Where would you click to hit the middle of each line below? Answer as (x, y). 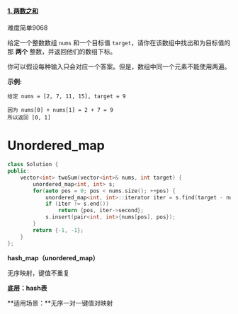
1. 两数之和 (23, 11)
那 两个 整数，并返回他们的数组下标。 (62, 52)
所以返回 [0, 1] (29, 118)
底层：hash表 (27, 288)
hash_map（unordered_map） (53, 257)
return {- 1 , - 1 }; (58, 230)
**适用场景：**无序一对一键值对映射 (60, 303)
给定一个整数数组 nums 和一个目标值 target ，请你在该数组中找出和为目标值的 (119, 43)
